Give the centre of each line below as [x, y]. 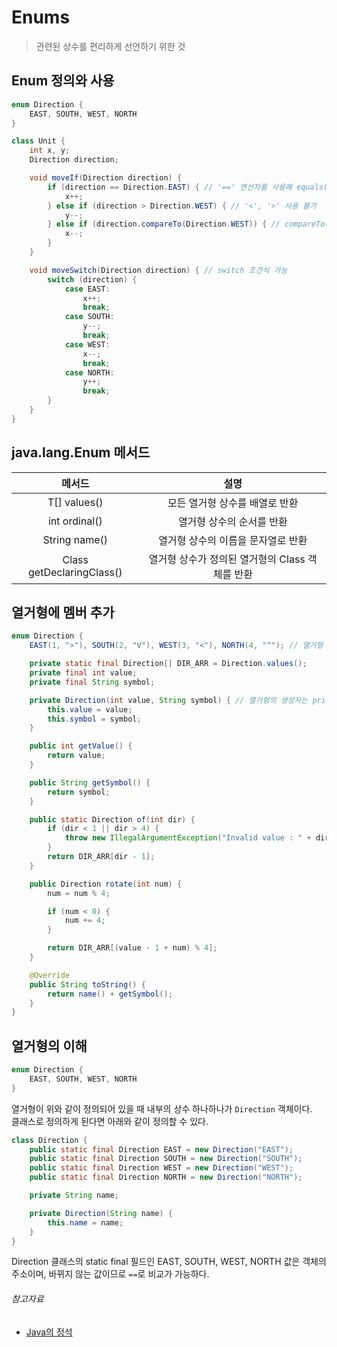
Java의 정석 [49, 1332]
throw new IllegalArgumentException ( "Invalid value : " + [188, 838]
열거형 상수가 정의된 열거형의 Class [227, 559]
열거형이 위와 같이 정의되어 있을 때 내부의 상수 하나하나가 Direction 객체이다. [162, 1108]
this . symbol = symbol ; [94, 719]
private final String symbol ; [92, 682]
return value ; [76, 756]
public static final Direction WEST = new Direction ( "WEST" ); [161, 1168]
